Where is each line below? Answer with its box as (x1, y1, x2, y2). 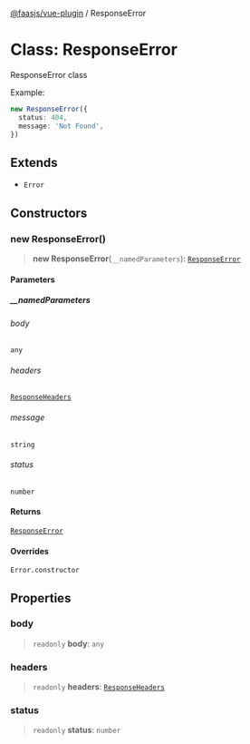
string (10, 440, 35, 449)
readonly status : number (32, 725, 121, 736)
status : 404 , (18, 113, 68, 122)
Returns (10, 506, 42, 517)
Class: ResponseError (10, 40, 178, 60)
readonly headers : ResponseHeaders (32, 681, 166, 692)
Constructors (10, 205, 88, 220)
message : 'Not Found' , (18, 122, 104, 131)
